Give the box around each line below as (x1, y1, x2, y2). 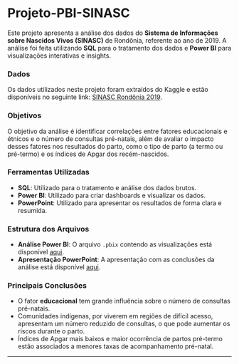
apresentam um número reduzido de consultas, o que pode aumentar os (17, 319, 230, 328)
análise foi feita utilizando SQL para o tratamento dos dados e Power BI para (7, 43, 232, 52)
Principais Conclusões (7, 281, 87, 291)
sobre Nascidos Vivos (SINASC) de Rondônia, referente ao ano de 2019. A (7, 36, 227, 44)
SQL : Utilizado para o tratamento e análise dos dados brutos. (17, 183, 197, 192)
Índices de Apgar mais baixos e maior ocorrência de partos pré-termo (17, 335, 223, 343)
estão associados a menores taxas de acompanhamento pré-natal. (17, 342, 214, 350)
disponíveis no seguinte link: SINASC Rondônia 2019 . (7, 93, 162, 101)
